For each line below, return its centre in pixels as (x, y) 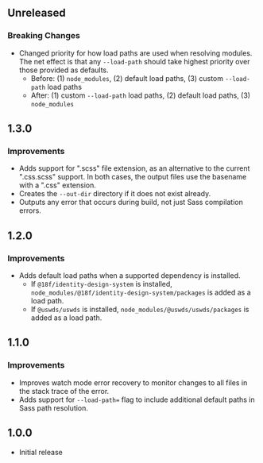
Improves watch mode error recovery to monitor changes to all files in (133, 382)
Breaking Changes (44, 36)
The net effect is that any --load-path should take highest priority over (134, 61)
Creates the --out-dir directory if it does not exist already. (115, 194)
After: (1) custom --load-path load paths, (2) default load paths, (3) (141, 95)
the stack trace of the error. (64, 391)
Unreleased (37, 13)
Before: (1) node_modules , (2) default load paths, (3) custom (127, 78)
